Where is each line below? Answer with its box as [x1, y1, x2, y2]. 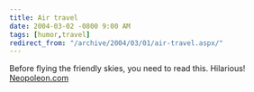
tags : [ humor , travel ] [9, 30, 91, 39]
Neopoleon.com [9, 73, 69, 84]
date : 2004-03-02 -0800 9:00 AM [9, 22, 131, 31]
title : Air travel [9, 13, 78, 23]
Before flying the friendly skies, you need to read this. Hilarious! [9, 63, 246, 74]
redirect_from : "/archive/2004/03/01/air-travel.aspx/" [9, 38, 223, 48]
